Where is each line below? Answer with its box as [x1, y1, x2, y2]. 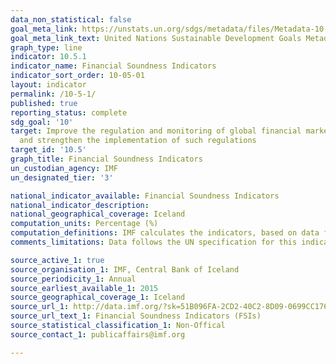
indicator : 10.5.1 [10, 52, 87, 62]
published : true [10, 98, 78, 108]
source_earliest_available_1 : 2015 [10, 283, 159, 293]
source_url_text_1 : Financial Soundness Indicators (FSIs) [10, 311, 262, 321]
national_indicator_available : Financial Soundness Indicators [10, 191, 280, 201]
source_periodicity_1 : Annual [10, 274, 137, 284]
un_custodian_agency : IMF [10, 163, 118, 173]
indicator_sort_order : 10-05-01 [10, 71, 145, 81]
